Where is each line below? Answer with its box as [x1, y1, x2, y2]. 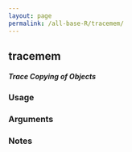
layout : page [8, 11, 52, 20]
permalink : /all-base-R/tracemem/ [8, 19, 125, 27]
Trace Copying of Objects [8, 72, 97, 82]
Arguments [8, 114, 54, 125]
